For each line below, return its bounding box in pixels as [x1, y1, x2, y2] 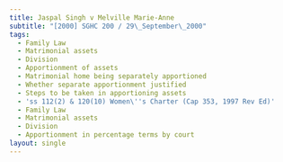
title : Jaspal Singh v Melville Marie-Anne [9, 13, 175, 22]
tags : [9, 30, 30, 39]
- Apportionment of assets [17, 64, 119, 73]
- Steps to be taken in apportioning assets [17, 88, 187, 97]
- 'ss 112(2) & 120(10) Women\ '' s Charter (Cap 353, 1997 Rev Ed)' [17, 96, 276, 106]
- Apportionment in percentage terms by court [17, 130, 195, 139]
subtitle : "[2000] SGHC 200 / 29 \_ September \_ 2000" [9, 22, 207, 31]
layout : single [9, 139, 66, 148]
